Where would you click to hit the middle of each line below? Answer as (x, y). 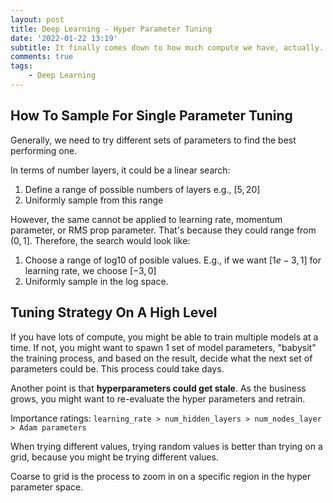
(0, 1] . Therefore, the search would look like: (100, 240)
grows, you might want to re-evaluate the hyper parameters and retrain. (158, 398)
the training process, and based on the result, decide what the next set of (161, 358)
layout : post (37, 19)
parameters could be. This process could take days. (117, 368)
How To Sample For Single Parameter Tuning (151, 116)
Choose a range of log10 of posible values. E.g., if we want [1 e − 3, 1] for (173, 260)
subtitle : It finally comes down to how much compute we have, (145, 47)
